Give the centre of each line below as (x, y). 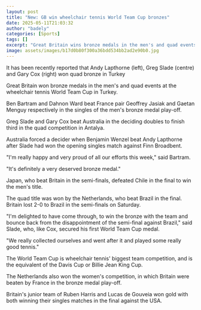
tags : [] (17, 39)
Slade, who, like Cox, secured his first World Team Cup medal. (83, 229)
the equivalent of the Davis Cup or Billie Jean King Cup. (74, 265)
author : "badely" (28, 28)
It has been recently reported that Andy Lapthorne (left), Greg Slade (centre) (100, 67)
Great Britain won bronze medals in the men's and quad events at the (92, 85)
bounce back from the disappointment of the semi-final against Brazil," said (99, 222)
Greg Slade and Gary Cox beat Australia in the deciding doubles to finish (95, 121)
